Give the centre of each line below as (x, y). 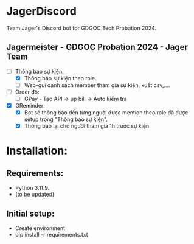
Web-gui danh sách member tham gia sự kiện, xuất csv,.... (97, 85)
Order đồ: (27, 92)
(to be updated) (35, 194)
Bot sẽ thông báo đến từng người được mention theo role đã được (106, 113)
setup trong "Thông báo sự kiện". (66, 119)
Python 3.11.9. (32, 188)
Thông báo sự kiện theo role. (60, 78)
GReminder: (30, 106)
